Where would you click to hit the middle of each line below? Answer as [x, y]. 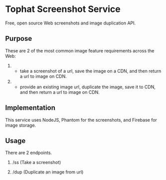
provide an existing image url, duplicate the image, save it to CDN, [87, 87]
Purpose [19, 39]
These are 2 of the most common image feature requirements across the [80, 50]
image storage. [21, 125]
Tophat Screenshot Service [63, 9]
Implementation [30, 108]
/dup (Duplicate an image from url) [48, 172]
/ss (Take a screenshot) [37, 163]
